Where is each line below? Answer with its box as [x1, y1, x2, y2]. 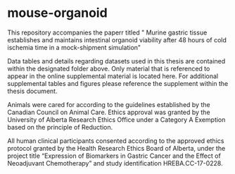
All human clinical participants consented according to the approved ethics [7, 136, 224, 145]
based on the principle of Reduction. [7, 123, 113, 131]
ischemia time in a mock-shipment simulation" [7, 43, 141, 51]
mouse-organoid [7, 5, 108, 21]
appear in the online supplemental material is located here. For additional [7, 72, 219, 80]
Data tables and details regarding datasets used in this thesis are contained [7, 56, 226, 65]
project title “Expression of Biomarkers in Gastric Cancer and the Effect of [7, 151, 222, 160]
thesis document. [7, 87, 58, 95]
